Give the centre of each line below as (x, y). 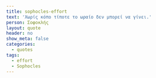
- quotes (22, 50)
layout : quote (24, 28)
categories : (21, 45)
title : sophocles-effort (37, 11)
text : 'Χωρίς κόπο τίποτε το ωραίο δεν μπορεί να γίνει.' (79, 17)
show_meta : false (27, 39)
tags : (13, 55)
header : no (19, 33)
